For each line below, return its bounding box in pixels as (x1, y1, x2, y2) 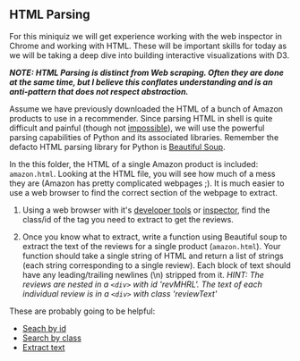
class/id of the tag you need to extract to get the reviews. (21, 214, 235, 224)
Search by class (21, 332, 82, 343)
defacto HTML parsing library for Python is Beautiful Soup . (9, 141, 226, 152)
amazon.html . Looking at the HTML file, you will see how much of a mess (9, 168, 276, 179)
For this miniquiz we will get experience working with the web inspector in (9, 30, 282, 41)
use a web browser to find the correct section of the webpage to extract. (9, 187, 278, 197)
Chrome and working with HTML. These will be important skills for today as (9, 40, 287, 51)
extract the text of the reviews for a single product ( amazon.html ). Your (21, 240, 281, 251)
